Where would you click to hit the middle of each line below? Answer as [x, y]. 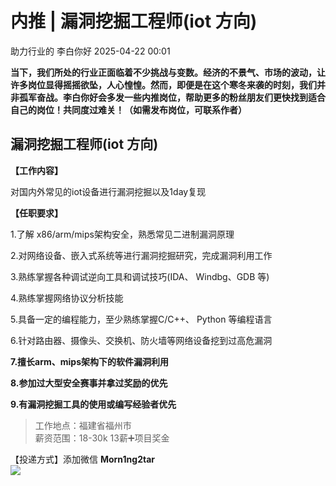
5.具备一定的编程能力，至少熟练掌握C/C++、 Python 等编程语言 [141, 319]
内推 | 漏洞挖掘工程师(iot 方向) [134, 21]
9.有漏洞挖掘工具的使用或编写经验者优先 [93, 404]
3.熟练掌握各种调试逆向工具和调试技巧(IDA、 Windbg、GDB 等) [140, 276]
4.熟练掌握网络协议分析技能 [67, 298]
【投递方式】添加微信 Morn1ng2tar [82, 459]
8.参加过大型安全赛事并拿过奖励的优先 [89, 383]
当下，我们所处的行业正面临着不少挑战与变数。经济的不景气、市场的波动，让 [168, 72]
